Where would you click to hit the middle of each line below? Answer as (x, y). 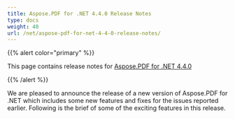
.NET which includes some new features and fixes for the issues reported (113, 101)
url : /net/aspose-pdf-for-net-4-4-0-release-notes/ (84, 33)
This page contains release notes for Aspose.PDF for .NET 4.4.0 (100, 66)
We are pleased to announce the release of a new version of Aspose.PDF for (117, 93)
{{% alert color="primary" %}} (51, 53)
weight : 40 (23, 26)
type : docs (23, 20)
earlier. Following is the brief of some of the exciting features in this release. (116, 108)
